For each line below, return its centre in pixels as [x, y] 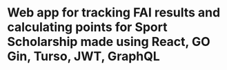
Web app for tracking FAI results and [114, 13]
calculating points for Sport [87, 27]
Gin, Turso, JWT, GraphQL [83, 57]
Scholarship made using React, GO [109, 42]
